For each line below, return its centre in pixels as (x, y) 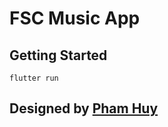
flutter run (34, 78)
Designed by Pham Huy (84, 108)
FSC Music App (75, 18)
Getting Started (58, 55)
